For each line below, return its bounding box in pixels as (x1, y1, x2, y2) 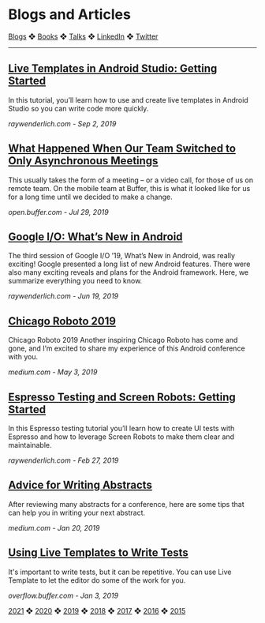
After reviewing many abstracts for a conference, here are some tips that (8, 499, 244, 509)
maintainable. (8, 441, 52, 449)
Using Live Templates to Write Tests (8, 546, 188, 560)
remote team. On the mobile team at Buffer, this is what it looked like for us (8, 183, 251, 193)
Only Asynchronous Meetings (8, 154, 159, 167)
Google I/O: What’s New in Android (8, 230, 183, 243)
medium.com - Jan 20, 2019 (8, 523, 100, 532)
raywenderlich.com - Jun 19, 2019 (8, 291, 119, 301)
